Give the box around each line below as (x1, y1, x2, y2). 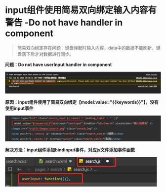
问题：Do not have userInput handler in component (5, 62, 112, 67)
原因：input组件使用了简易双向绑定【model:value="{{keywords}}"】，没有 (5, 99, 159, 105)
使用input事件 (5, 105, 34, 111)
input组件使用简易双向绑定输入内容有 (5, 4, 157, 16)
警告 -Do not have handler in (5, 17, 123, 28)
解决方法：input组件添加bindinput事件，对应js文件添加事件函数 (5, 147, 135, 153)
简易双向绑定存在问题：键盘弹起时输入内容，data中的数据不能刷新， (17, 45, 157, 51)
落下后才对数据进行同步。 (21, 51, 74, 57)
